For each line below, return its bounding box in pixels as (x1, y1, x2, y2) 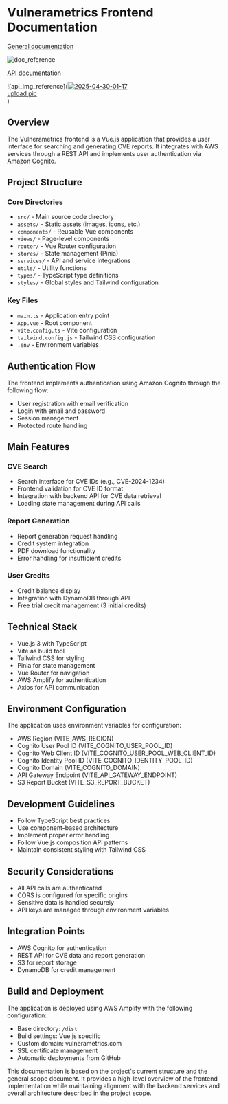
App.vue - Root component (16, 318, 93, 327)
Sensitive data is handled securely (16, 899, 115, 907)
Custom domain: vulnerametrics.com (16, 1039, 122, 1047)
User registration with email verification (16, 399, 129, 407)
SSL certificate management (16, 1046, 98, 1055)
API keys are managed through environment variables (16, 905, 170, 914)
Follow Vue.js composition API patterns (16, 838, 128, 846)
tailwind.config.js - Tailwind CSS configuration (16, 333, 156, 341)
